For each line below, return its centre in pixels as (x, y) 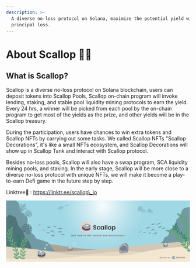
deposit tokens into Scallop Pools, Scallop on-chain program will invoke (92, 96)
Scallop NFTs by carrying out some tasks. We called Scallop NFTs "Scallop (96, 139)
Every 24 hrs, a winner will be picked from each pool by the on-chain (89, 109)
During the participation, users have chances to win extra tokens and (89, 132)
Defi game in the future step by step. (69, 181)
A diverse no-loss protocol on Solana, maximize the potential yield (97, 18)
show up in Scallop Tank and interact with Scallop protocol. (77, 151)
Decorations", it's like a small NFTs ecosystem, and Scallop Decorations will (97, 145)
